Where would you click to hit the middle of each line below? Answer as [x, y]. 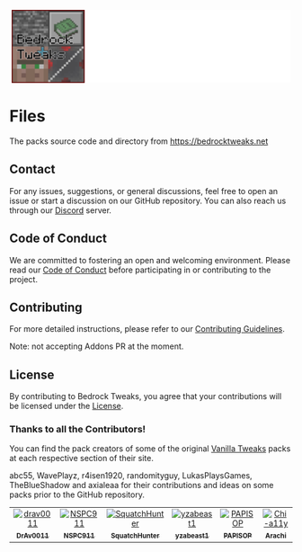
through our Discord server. [61, 210]
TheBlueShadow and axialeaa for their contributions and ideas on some [142, 485]
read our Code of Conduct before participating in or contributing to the [140, 270]
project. [24, 279]
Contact [32, 169]
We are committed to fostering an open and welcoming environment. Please [150, 260]
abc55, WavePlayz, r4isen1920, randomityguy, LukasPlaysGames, [131, 476]
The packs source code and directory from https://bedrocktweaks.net [139, 141]
